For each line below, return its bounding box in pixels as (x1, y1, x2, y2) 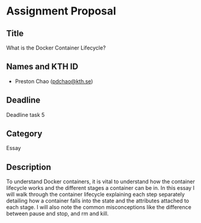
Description (6, 162, 51, 172)
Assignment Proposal (6, 4, 116, 18)
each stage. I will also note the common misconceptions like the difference (6, 204, 191, 211)
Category (6, 128, 43, 139)
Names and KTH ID (6, 61, 78, 72)
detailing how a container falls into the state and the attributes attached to (6, 197, 190, 204)
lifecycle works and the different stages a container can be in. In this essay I (6, 184, 194, 192)
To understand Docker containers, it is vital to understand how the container (6, 178, 196, 185)
